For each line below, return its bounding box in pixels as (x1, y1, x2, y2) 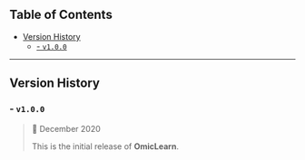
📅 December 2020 (31, 123, 102, 134)
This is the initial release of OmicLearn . (31, 140, 180, 152)
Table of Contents (9, 7, 113, 23)
